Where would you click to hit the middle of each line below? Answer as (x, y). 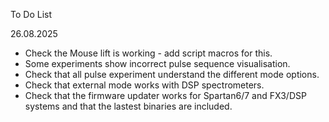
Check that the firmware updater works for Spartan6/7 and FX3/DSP (165, 95)
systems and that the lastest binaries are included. (128, 106)
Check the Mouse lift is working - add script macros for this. (148, 53)
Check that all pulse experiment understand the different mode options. (172, 74)
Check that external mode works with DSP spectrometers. (144, 85)
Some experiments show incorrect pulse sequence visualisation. (157, 63)
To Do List (31, 14)
